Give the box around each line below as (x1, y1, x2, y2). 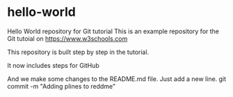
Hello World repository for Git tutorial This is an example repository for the (7, 27, 220, 35)
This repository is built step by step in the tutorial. (7, 48, 150, 56)
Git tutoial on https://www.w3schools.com (7, 34, 128, 42)
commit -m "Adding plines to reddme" (7, 82, 116, 90)
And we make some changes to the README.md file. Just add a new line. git (7, 74, 227, 83)
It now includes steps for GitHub (7, 61, 99, 69)
